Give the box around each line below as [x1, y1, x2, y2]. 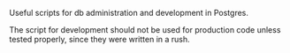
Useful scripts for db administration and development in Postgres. [9, 8, 249, 18]
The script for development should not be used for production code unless [9, 25, 281, 34]
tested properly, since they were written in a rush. [9, 34, 190, 44]
